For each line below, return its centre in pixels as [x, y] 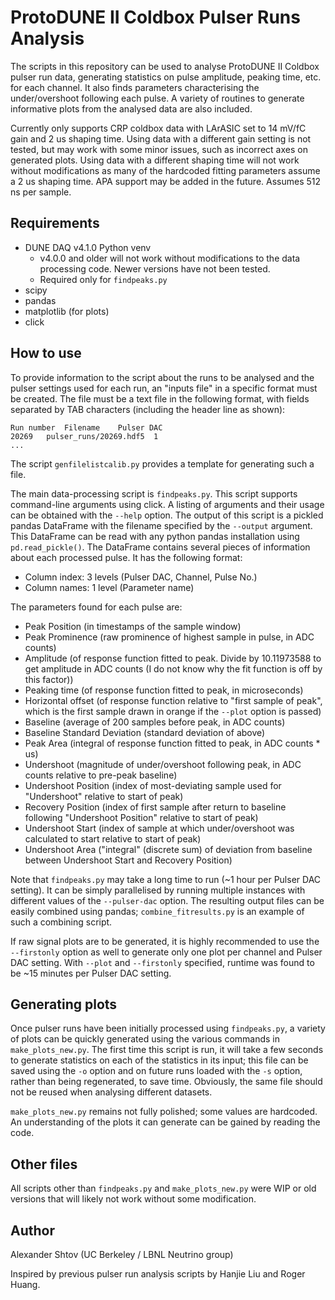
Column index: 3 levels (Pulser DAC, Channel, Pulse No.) [141, 577]
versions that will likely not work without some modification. [133, 1199]
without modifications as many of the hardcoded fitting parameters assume [165, 170]
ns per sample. [41, 192]
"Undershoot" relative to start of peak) [104, 796]
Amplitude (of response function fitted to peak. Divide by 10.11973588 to [173, 658]
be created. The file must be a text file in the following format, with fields [160, 398]
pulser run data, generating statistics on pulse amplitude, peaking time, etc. [166, 77]
